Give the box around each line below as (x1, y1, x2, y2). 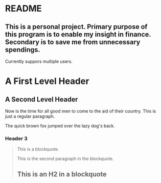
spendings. (5, 45, 41, 54)
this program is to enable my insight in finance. (5, 30, 151, 38)
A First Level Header (5, 76, 90, 87)
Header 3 (5, 135, 28, 142)
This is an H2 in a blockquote (17, 170, 107, 178)
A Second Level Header (5, 95, 78, 104)
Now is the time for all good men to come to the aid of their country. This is (5, 108, 156, 114)
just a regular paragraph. (5, 113, 55, 119)
